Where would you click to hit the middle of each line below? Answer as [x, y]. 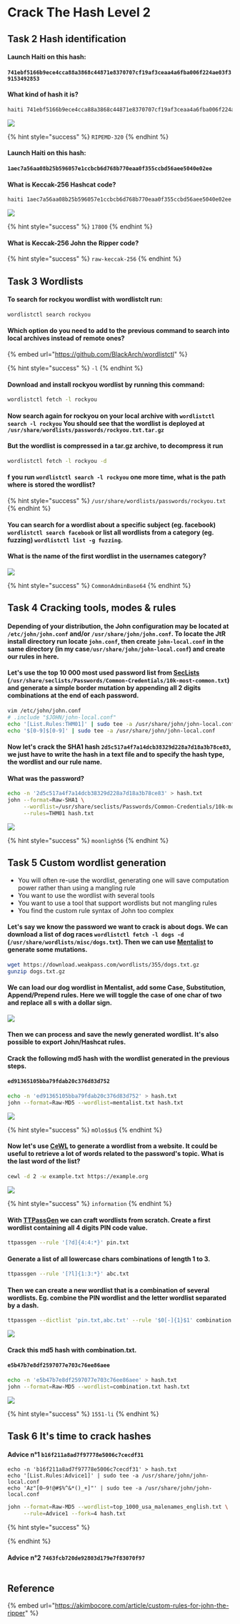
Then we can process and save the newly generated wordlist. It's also [113, 1035]
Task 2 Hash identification [67, 39]
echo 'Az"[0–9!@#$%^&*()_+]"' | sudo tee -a [75, 1488]
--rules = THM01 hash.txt [59, 813]
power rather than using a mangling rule [76, 887]
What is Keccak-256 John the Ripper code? [73, 243]
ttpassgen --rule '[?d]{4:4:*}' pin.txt [69, 1243]
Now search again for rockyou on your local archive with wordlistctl [111, 416]
